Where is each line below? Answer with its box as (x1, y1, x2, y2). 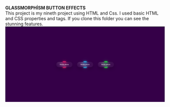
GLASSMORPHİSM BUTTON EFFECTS (5, 5, 86, 11)
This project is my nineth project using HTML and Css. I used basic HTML (5, 10, 159, 16)
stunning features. (5, 21, 44, 27)
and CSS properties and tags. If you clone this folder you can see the (5, 16, 149, 21)
